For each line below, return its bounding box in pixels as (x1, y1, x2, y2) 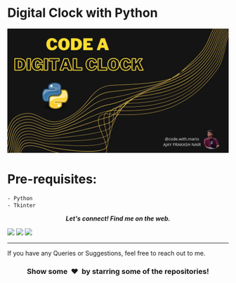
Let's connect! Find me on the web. (65, 214, 171, 223)
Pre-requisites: (7, 171, 97, 187)
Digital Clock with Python (7, 5, 158, 21)
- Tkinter (7, 202, 37, 209)
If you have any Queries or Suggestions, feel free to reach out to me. (7, 249, 206, 258)
